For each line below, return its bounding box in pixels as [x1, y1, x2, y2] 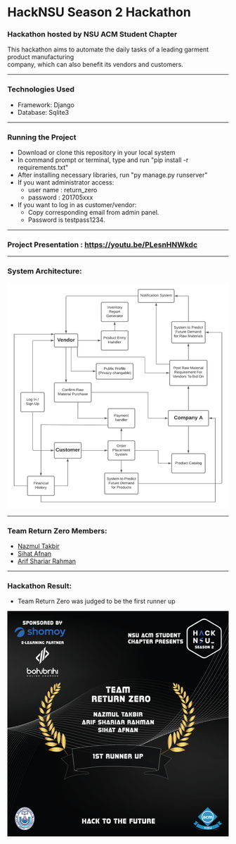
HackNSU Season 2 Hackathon [7, 4, 191, 20]
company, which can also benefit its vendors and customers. [7, 61, 184, 69]
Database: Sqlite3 [17, 108, 69, 116]
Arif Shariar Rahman [17, 557, 76, 565]
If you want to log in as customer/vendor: [17, 201, 137, 209]
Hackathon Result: [7, 581, 72, 590]
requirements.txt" [17, 163, 69, 172]
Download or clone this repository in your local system [17, 149, 176, 157]
